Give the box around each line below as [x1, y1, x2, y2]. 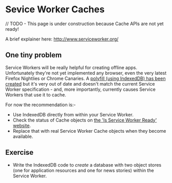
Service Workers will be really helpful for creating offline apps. [5, 64, 138, 70]
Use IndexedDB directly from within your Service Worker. [12, 111, 133, 117]
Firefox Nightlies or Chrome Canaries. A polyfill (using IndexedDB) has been [5, 75, 166, 82]
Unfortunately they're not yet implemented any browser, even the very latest [5, 70, 167, 76]
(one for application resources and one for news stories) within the [12, 167, 154, 173]
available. [12, 133, 33, 139]
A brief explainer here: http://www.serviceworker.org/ [5, 36, 119, 42]
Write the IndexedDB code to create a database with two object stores [12, 161, 162, 168]
